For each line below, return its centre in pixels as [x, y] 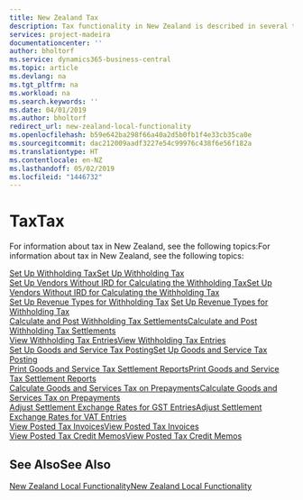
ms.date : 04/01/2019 [48, 110]
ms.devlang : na [38, 77]
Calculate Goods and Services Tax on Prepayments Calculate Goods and [143, 388]
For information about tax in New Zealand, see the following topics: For [140, 246]
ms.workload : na [40, 93]
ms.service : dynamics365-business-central [90, 59]
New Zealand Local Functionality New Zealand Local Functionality [131, 486]
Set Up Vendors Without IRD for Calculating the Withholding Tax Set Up [141, 283]
